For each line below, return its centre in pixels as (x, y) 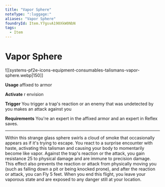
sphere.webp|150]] (24, 75)
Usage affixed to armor (29, 85)
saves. (12, 123)
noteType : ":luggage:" (28, 14)
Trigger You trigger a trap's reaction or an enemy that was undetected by (79, 104)
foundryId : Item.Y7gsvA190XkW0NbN (41, 23)
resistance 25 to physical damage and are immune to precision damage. (78, 158)
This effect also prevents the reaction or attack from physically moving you (81, 164)
